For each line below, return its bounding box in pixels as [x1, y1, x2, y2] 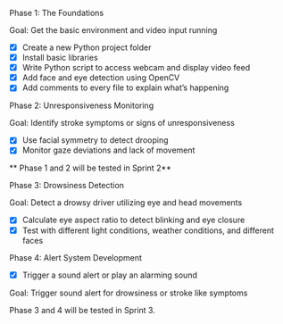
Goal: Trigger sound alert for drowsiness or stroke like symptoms [9, 287, 248, 298]
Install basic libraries [21, 53, 98, 63]
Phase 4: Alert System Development [9, 252, 143, 262]
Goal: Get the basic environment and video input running [9, 25, 218, 35]
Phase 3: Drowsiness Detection [9, 180, 125, 191]
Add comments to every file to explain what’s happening [21, 82, 229, 93]
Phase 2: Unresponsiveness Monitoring [9, 100, 154, 111]
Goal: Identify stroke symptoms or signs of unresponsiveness [9, 118, 235, 129]
